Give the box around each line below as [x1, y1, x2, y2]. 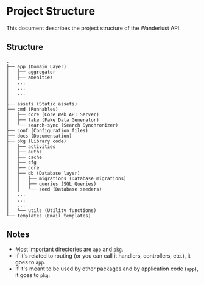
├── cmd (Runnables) [6, 106, 59, 112]
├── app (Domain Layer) [6, 63, 67, 69]
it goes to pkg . [15, 271, 51, 278]
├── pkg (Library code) [6, 138, 67, 144]
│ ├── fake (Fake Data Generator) [6, 117, 99, 123]
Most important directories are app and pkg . [15, 245, 124, 253]
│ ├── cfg [6, 160, 37, 166]
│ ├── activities [6, 143, 56, 150]
